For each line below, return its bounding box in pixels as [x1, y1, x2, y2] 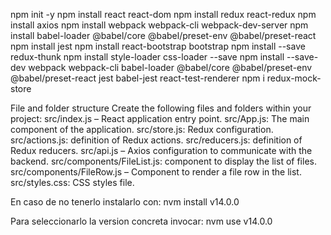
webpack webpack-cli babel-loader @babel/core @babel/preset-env [28, 62, 313, 73]
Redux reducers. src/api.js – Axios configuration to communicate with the [10, 145, 313, 156]
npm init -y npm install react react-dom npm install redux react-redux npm [10, 9, 317, 20]
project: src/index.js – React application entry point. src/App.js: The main [10, 113, 310, 124]
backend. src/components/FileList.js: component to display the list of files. [10, 155, 317, 167]
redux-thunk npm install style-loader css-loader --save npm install [10, 51, 285, 63]
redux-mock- [266, 72, 322, 84]
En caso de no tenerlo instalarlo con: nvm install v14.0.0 [10, 196, 240, 208]
